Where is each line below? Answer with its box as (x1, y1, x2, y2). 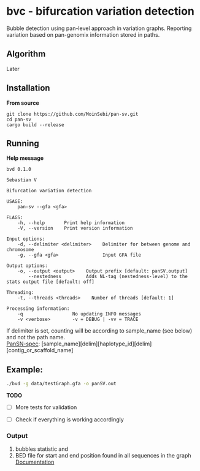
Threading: (6, 290, 34, 296)
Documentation (15, 458, 55, 466)
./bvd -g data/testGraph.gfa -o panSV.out (6, 381, 117, 387)
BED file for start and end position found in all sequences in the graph (15, 452, 191, 459)
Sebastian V (6, 177, 37, 183)
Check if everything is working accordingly (15, 416, 124, 423)
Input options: (6, 236, 45, 243)
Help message (6, 154, 44, 162)
